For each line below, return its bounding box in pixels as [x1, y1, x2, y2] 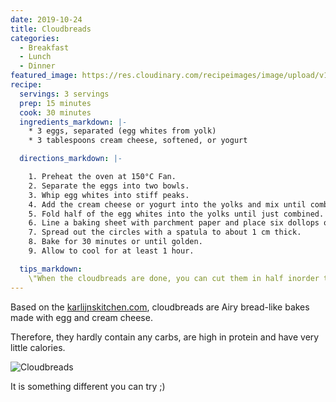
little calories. [10, 341, 66, 353]
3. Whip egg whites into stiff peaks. [28, 190, 190, 200]
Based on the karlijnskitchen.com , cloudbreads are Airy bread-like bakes [10, 301, 310, 313]
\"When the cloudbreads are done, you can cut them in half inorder [28, 273, 320, 283]
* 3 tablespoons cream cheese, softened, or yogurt [28, 136, 248, 146]
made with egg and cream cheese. [10, 311, 153, 323]
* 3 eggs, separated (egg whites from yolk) [28, 126, 217, 136]
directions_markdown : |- [19, 154, 123, 164]
